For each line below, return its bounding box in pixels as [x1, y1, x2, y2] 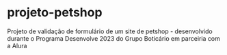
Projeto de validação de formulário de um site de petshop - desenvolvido [7, 27, 213, 35]
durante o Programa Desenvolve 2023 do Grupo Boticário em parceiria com [7, 34, 221, 42]
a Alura [7, 41, 27, 50]
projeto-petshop [7, 5, 103, 20]
